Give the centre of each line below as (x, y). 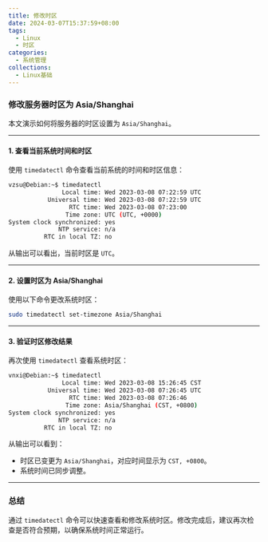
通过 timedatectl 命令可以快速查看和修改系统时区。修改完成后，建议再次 (128, 520)
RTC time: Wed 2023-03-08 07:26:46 (128, 398)
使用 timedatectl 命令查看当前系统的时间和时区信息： (97, 170)
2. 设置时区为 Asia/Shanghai (56, 280)
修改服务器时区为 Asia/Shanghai (71, 105)
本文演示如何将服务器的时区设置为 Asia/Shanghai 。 (92, 123)
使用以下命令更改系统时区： (54, 299)
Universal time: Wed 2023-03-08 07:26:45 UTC (124, 391)
